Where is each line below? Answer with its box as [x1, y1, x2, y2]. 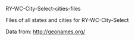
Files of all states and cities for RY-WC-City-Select [5, 17, 129, 23]
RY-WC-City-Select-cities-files [5, 5, 81, 12]
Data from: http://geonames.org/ [5, 28, 86, 35]
